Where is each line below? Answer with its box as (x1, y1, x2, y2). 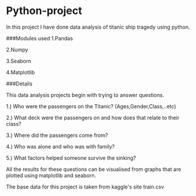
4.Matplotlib (6, 68, 35, 75)
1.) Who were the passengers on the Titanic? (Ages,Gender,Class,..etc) (6, 102, 177, 109)
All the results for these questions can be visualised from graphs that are (6, 166, 181, 173)
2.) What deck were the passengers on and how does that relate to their (6, 114, 180, 121)
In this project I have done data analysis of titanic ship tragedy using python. (6, 23, 190, 30)
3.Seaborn (6, 57, 32, 64)
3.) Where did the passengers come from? (6, 132, 108, 139)
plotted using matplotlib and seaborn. (6, 171, 97, 179)
